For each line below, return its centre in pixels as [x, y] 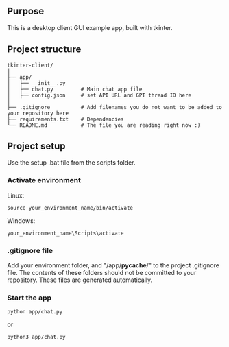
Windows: [21, 220]
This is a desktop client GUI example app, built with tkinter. [90, 27]
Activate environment [44, 180]
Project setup [37, 146]
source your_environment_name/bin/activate [70, 208]
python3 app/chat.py [37, 337]
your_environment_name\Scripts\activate [66, 233]
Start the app [29, 298]
